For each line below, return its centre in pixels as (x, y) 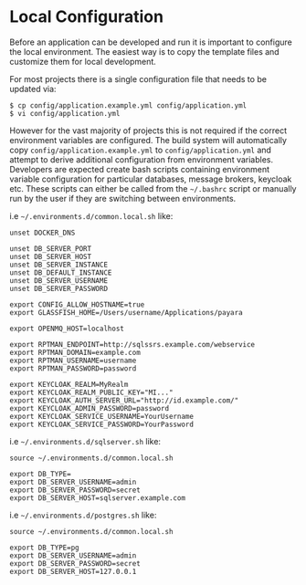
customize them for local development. (83, 61)
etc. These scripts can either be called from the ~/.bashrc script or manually (153, 188)
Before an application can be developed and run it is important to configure (151, 42)
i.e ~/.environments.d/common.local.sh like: (91, 215)
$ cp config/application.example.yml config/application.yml (128, 105)
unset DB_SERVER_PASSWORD (58, 288)
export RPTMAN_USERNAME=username (73, 360)
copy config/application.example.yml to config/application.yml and (141, 150)
